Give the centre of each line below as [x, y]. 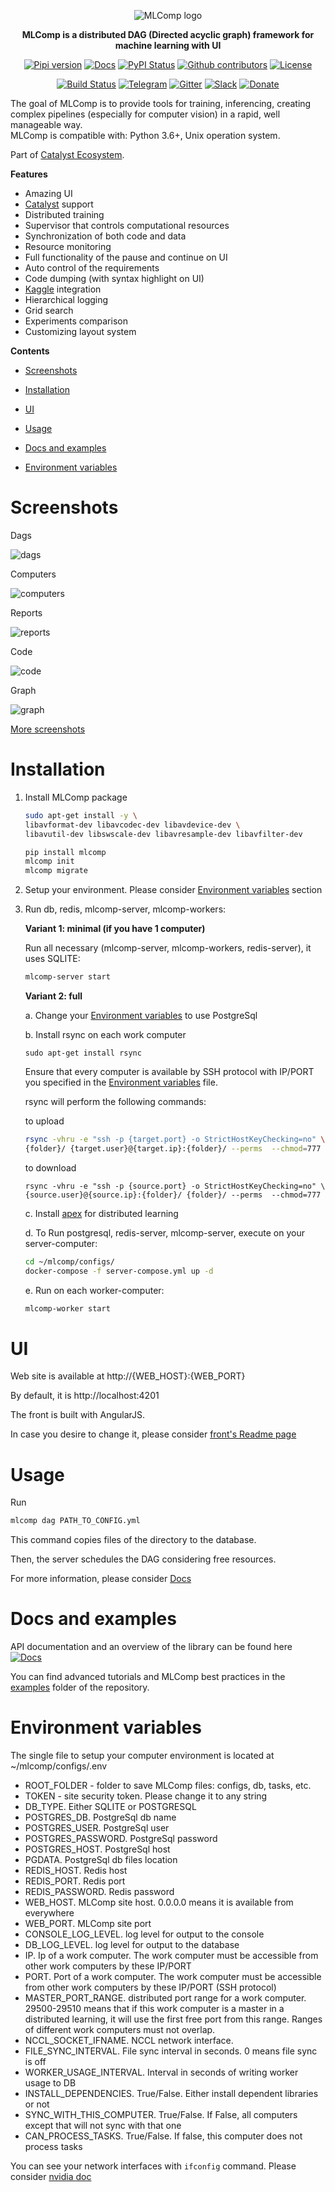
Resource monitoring [68, 246]
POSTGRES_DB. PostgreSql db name [100, 1817]
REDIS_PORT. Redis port [75, 1881]
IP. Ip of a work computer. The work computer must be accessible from [171, 1955]
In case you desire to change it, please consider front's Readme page [153, 1434]
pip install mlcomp [65, 852]
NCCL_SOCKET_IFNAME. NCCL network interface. [129, 2040]
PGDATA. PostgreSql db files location [101, 1859]
